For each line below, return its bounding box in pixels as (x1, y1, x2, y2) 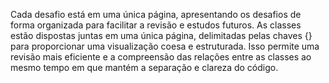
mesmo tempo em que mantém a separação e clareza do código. (10, 62, 279, 73)
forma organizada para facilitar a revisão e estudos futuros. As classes (10, 19, 302, 31)
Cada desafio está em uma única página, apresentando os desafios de (10, 9, 302, 20)
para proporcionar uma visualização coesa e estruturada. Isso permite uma (10, 40, 320, 52)
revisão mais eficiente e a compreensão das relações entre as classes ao (10, 51, 312, 63)
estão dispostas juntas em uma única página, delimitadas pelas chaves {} (10, 30, 313, 41)
